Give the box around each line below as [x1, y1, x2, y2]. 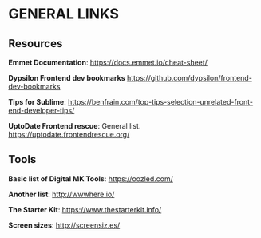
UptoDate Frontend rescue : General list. [8, 121, 141, 130]
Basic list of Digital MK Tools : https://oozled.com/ [8, 173, 174, 184]
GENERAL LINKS [8, 5, 120, 23]
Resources [8, 37, 63, 50]
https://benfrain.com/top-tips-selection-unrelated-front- [67, 97, 254, 106]
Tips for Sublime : [8, 97, 66, 106]
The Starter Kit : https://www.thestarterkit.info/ [8, 204, 162, 214]
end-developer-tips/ [8, 105, 75, 115]
